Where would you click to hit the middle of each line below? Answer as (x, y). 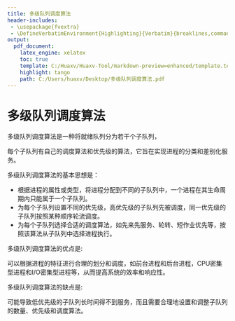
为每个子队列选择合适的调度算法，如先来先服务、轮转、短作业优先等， (119, 225)
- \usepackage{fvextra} (45, 27)
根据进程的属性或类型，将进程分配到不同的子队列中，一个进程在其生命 (119, 190)
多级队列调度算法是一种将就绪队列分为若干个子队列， (84, 137)
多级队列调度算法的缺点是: (45, 287)
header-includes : (33, 20)
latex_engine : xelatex (53, 53)
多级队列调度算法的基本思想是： (53, 175)
